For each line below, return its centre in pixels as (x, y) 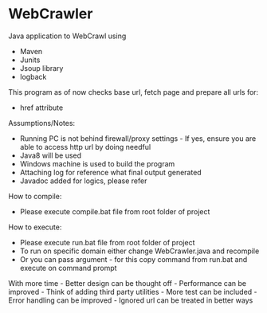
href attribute (41, 108)
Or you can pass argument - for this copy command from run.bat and (133, 259)
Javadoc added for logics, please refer (83, 181)
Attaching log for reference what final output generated (110, 172)
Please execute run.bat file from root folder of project (107, 242)
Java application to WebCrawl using (67, 36)
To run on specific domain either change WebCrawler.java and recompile (139, 251)
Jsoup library (41, 68)
